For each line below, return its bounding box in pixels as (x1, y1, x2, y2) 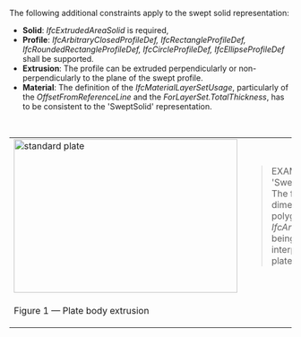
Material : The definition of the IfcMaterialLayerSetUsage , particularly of (21, 82, 289, 92)
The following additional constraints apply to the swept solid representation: (9, 8, 289, 18)
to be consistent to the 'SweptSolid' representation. (21, 101, 212, 111)
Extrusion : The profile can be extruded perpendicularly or (21, 63, 237, 73)
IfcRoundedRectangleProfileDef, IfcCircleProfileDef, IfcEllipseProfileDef (21, 44, 285, 55)
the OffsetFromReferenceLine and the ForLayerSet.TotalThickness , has (21, 91, 285, 102)
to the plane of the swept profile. (82, 73, 203, 83)
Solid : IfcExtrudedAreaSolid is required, (21, 25, 169, 35)
